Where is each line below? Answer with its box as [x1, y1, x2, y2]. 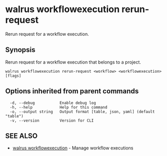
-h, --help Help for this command [10, 105, 108, 110]
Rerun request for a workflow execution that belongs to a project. [5, 59, 141, 65]
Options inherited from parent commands [5, 87, 139, 95]
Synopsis [5, 45, 35, 54]
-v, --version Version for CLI [10, 118, 94, 123]
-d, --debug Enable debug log [10, 100, 96, 106]
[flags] [5, 73, 22, 78]
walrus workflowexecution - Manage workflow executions [12, 145, 134, 151]
